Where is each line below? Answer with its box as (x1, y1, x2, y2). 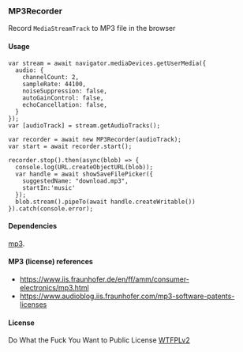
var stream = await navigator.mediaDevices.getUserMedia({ (8, 59, 207, 67)
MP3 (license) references (8, 257, 93, 267)
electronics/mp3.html (19, 282, 89, 292)
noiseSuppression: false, (22, 87, 108, 95)
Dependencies (8, 221, 58, 231)
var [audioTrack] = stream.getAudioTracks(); (8, 121, 160, 130)
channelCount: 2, (22, 73, 80, 81)
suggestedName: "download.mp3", (22, 176, 129, 185)
